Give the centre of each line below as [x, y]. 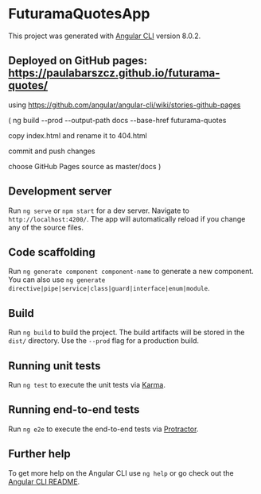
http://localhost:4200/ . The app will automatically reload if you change [127, 218]
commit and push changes [52, 151]
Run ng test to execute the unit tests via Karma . [87, 385]
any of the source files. [46, 227]
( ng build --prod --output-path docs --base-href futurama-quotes [117, 120]
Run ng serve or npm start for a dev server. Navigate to [99, 210]
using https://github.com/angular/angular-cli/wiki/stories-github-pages [125, 105]
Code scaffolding [52, 252]
